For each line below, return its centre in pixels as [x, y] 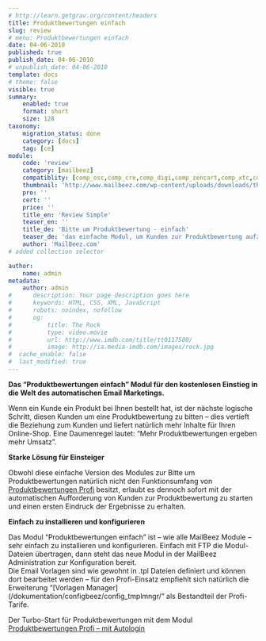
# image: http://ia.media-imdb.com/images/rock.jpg [111, 347]
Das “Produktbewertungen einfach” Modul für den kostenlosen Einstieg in [133, 384]
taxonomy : [25, 126]
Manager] [102, 587]
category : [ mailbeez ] [58, 171]
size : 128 [39, 119]
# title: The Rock [55, 325]
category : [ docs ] [51, 141]
